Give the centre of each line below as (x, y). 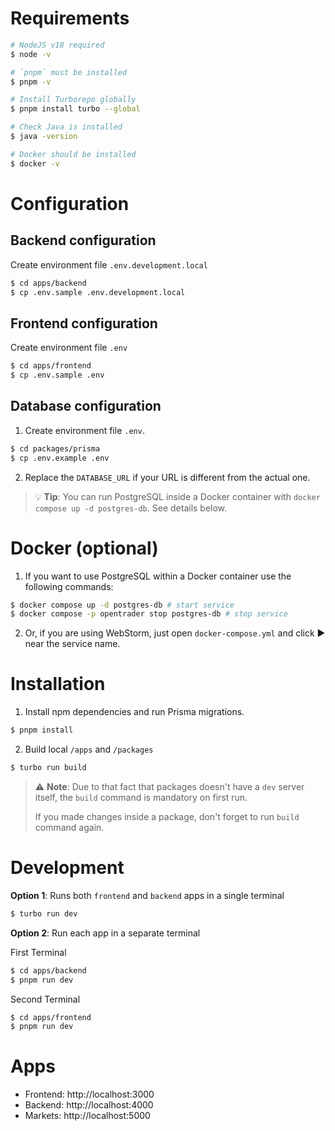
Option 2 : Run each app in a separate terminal (105, 933)
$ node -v (31, 54)
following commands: (69, 586)
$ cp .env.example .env (60, 458)
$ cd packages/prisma (55, 448)
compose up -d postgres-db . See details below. (131, 508)
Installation (58, 684)
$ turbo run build (48, 768)
